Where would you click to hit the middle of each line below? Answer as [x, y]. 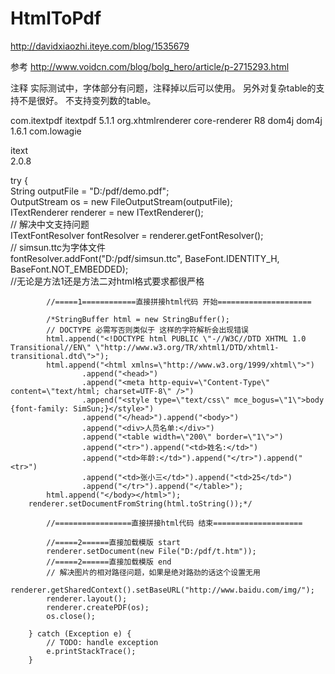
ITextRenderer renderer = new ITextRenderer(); [107, 212]
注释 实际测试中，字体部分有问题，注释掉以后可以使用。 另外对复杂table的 [163, 88]
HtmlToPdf [56, 18]
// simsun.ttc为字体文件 [58, 247]
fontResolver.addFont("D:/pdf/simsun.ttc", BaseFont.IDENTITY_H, [145, 258]
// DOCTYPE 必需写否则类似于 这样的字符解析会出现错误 [147, 330]
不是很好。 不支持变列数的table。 [87, 100]
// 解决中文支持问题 [50, 224]
